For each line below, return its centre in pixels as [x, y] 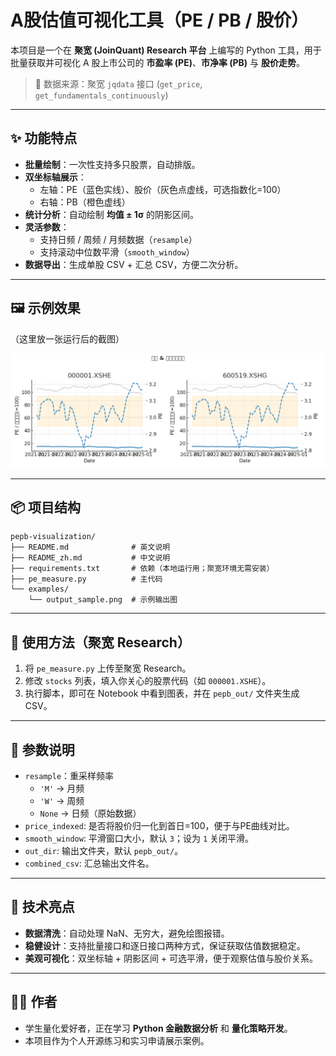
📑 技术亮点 [42, 907]
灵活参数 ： [47, 227]
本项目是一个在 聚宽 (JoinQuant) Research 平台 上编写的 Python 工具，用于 [166, 50]
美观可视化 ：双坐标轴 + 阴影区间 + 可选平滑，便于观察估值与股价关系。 [171, 958]
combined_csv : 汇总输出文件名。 [89, 863]
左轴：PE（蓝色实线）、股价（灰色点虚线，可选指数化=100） [163, 189]
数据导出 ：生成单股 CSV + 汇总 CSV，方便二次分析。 [134, 264]
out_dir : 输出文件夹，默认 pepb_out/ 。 [104, 851]
